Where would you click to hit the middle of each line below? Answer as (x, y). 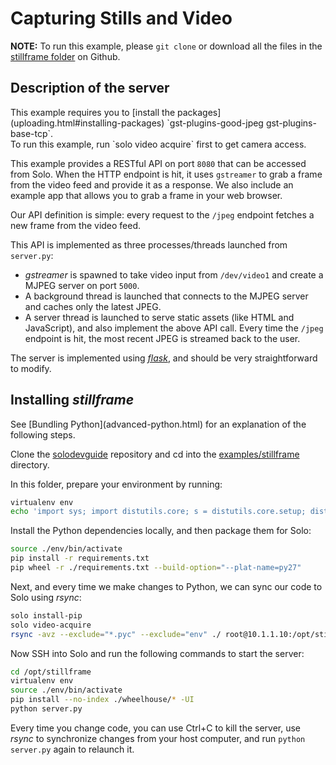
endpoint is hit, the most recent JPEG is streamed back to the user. (162, 338)
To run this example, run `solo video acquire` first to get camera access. (158, 144)
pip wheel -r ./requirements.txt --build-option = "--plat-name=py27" (156, 568)
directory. (30, 464)
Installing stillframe (72, 400)
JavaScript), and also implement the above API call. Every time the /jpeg (174, 328)
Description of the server (90, 88)
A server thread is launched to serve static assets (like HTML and (159, 317)
